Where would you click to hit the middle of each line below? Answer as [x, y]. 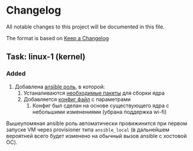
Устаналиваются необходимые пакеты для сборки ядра [94, 93]
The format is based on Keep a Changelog [58, 38]
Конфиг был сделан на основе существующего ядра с [101, 105]
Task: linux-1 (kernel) [46, 57]
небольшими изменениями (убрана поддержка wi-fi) [99, 112]
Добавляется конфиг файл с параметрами [77, 99]
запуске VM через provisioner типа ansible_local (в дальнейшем [88, 129]
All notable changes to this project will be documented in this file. [86, 27]
